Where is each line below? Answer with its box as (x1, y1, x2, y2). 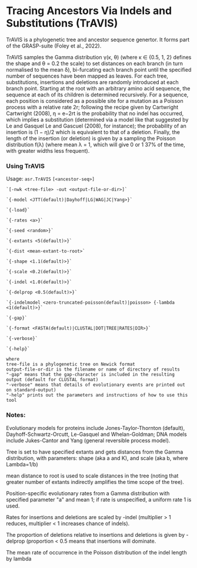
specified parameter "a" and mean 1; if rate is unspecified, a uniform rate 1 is (6, 496, 192, 503)
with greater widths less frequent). (6, 147, 90, 154)
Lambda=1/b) (6, 461, 38, 468)
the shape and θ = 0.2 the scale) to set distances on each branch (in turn (6, 60, 183, 67)
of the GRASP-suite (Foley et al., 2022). (6, 42, 102, 49)
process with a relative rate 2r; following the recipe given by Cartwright (6, 103, 179, 110)
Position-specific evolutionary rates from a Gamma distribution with (6, 489, 170, 497)
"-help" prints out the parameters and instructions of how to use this (6, 392, 188, 398)
